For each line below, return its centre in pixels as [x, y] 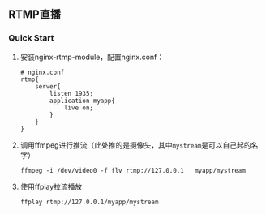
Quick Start [31, 38]
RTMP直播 [34, 15]
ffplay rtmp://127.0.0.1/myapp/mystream [89, 202]
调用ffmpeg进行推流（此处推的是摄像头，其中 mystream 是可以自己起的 [135, 145]
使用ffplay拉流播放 [51, 186]
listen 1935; [71, 93]
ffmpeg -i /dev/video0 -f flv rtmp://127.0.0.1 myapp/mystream [133, 170]
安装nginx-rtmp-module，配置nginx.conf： [92, 57]
